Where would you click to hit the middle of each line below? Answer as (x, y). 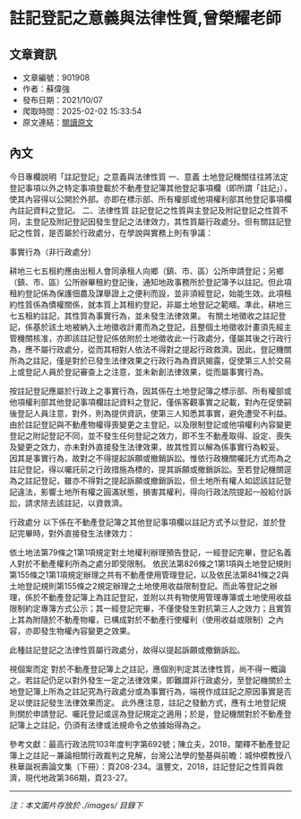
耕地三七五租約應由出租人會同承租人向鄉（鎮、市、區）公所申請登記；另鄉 (146, 271)
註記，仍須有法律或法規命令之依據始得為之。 (123, 725)
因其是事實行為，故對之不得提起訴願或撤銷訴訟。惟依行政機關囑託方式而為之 (150, 457)
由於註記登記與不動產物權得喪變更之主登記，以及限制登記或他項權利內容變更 (150, 424)
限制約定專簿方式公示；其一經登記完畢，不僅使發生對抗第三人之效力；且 (142, 608)
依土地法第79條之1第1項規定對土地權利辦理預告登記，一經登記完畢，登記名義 (150, 552)
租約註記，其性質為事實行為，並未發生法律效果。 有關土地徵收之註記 (151, 316)
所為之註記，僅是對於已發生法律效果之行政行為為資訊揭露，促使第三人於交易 (150, 361)
